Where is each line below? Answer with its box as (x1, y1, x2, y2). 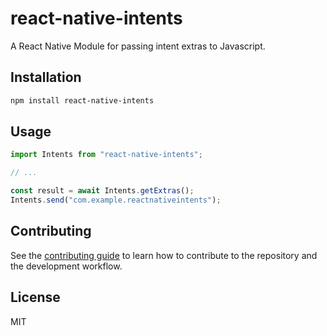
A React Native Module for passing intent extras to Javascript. (10, 40, 266, 52)
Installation (10, 69, 82, 86)
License (10, 289, 61, 306)
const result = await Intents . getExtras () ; (10, 186, 195, 196)
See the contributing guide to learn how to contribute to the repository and (10, 249, 318, 261)
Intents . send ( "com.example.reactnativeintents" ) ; (10, 195, 222, 206)
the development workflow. (10, 260, 123, 272)
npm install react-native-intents (10, 95, 155, 106)
